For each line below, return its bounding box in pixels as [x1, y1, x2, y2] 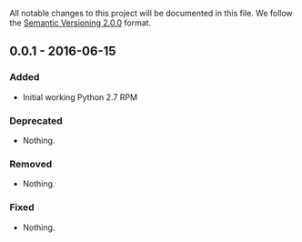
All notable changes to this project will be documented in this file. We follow [9, 8, 293, 18]
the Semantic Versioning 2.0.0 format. [9, 17, 152, 28]
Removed [9, 157, 53, 170]
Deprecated [9, 114, 64, 126]
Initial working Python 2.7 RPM [22, 91, 138, 103]
